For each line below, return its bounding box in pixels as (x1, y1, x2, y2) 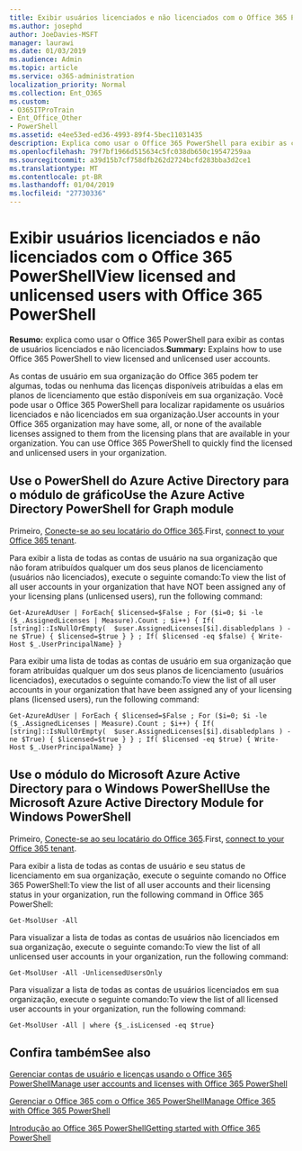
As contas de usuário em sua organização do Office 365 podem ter (9, 370, 259, 381)
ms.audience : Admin (9, 55, 83, 64)
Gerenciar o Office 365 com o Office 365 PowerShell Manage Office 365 (9, 1096, 276, 1107)
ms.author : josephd (9, 22, 83, 31)
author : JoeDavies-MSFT (9, 30, 99, 39)
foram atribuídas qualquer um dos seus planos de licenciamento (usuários (9, 665, 284, 675)
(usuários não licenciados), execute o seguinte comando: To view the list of (9, 571, 287, 582)
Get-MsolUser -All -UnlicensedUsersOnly (9, 968, 164, 977)
